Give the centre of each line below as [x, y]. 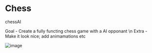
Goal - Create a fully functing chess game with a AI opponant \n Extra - [76, 31]
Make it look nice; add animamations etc [45, 36]
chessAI [13, 22]
